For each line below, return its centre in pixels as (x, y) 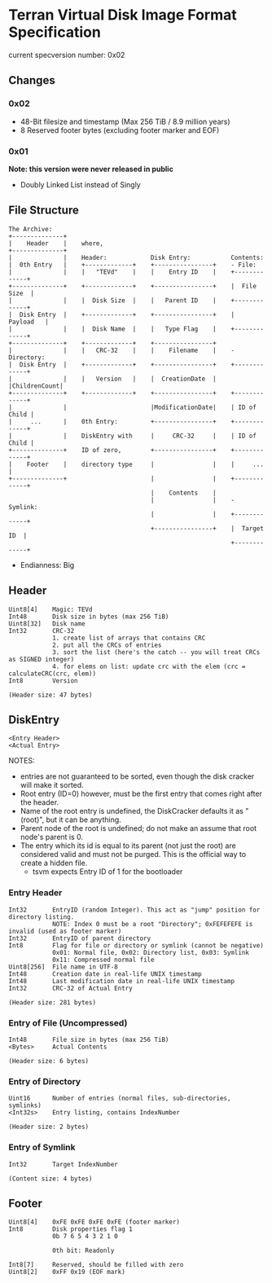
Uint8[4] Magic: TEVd (50, 609)
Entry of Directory (45, 1081)
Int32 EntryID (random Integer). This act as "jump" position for (134, 910)
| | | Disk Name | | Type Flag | (113, 329)
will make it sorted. (52, 785)
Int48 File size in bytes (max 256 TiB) (89, 1039)
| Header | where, (56, 243)
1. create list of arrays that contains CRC (129, 638)
